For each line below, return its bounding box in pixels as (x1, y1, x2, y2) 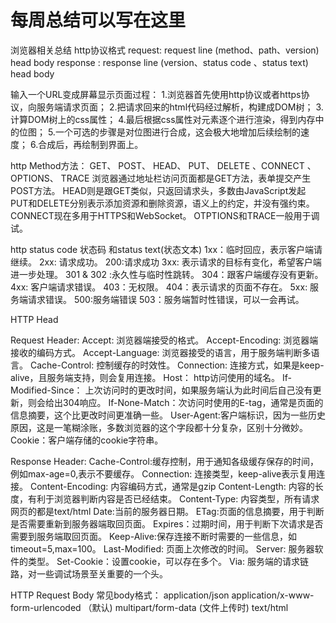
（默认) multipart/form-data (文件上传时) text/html (83, 601, 289, 613)
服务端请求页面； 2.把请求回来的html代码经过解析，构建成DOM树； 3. (36, 101, 324, 113)
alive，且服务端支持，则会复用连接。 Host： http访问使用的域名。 (10, 371, 281, 383)
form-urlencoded (10, 601, 82, 613)
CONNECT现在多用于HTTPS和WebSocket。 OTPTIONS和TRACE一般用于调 (10, 209, 320, 221)
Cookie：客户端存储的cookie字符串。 (10, 434, 164, 446)
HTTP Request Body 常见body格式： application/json (10, 589, 230, 601)
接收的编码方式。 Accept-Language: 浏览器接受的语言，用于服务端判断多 (10, 346, 312, 358)
